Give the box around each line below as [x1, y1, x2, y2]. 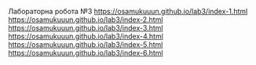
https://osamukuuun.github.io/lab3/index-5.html [8, 40, 163, 49]
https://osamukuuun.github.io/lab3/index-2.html [8, 15, 163, 24]
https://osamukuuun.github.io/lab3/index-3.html [8, 23, 163, 32]
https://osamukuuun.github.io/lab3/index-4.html [8, 31, 163, 41]
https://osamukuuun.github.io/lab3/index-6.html [8, 49, 163, 57]
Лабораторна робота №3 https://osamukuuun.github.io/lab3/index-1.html [8, 7, 248, 16]
